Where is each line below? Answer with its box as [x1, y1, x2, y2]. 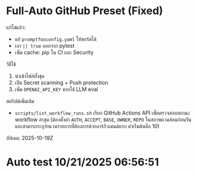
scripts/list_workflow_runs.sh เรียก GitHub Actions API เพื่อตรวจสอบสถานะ [14, 109, 190, 116]
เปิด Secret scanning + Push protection [14, 79, 108, 86]
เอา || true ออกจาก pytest [14, 42, 75, 49]
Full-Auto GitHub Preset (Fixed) [6, 4, 163, 18]
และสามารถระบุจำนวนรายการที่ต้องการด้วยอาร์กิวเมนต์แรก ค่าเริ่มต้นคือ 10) [14, 122, 160, 129]
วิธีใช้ [6, 60, 16, 67]
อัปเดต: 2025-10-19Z [6, 134, 53, 141]
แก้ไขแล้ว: [6, 24, 26, 31]
